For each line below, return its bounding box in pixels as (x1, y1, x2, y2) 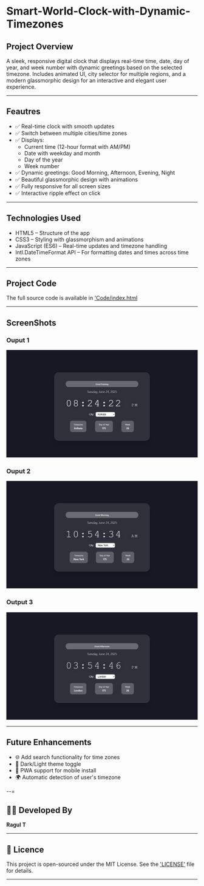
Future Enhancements (6, 737, 92, 748)
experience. (6, 83, 36, 90)
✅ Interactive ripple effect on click (15, 189, 101, 197)
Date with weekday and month (24, 149, 101, 157)
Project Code (6, 278, 56, 289)
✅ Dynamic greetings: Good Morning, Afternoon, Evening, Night (15, 169, 175, 176)
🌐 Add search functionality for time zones (15, 753, 120, 760)
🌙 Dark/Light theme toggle (15, 760, 81, 768)
